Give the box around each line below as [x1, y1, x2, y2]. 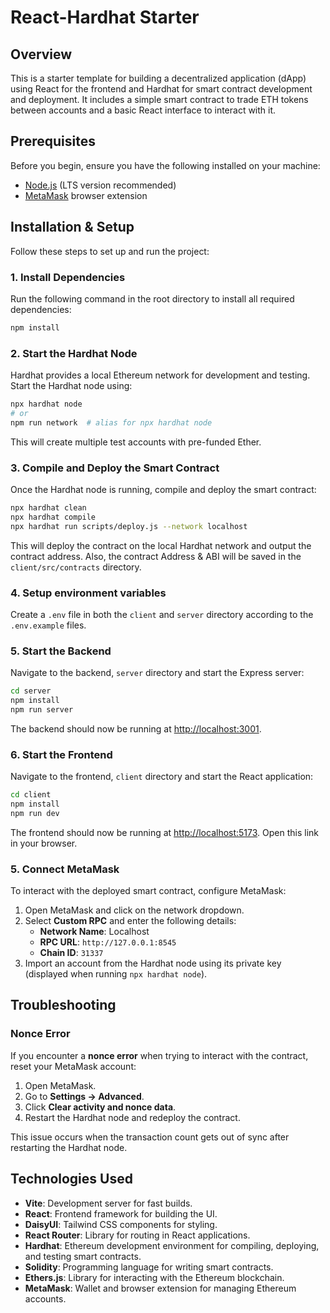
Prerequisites [10, 133, 96, 150]
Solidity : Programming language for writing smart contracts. [24, 1261, 274, 1273]
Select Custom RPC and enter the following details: [24, 915, 237, 927]
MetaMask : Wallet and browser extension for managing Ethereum [24, 1282, 297, 1294]
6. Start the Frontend [10, 747, 113, 761]
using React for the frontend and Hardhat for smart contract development [10, 83, 313, 95]
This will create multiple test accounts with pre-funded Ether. [10, 436, 262, 448]
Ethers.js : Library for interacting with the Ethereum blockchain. [24, 1271, 285, 1283]
